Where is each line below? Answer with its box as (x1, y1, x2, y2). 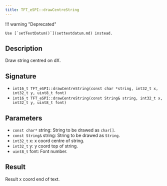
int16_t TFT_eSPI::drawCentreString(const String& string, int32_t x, (12, 96, 163, 101)
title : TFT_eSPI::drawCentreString (5, 7, 79, 12)
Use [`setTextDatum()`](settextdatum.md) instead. (5, 30, 113, 35)
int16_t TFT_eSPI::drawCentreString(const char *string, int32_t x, (12, 86, 158, 91)
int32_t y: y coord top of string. (12, 143, 78, 149)
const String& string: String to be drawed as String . (12, 132, 120, 138)
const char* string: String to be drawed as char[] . (12, 127, 116, 133)
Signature (5, 72, 36, 80)
